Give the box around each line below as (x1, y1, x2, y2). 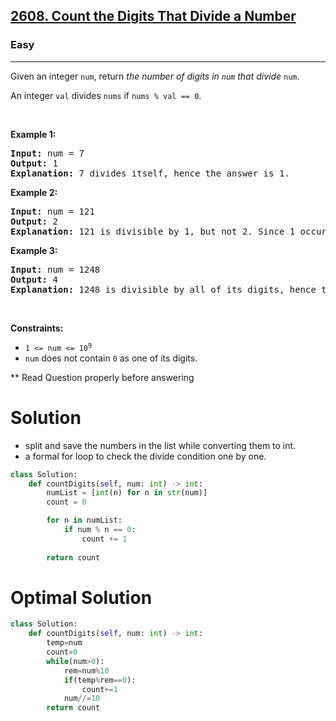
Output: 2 (10, 215, 58, 227)
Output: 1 (10, 157, 58, 169)
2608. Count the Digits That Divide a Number (10, 8, 297, 25)
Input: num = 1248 (10, 264, 101, 275)
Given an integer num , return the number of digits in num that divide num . (10, 70, 300, 82)
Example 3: (10, 244, 58, 256)
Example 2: (10, 186, 58, 198)
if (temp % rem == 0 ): (63, 675, 137, 685)
